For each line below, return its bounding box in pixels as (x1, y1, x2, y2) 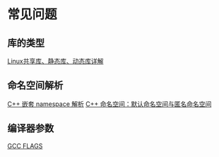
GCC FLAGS (7, 141, 43, 150)
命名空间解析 (7, 79, 64, 92)
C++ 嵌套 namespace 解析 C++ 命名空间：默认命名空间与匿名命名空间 (7, 100, 212, 108)
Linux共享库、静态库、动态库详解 (7, 57, 104, 65)
